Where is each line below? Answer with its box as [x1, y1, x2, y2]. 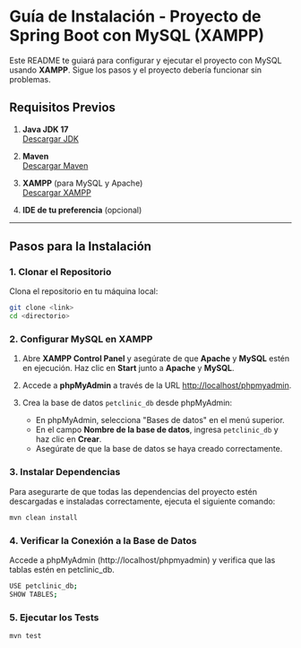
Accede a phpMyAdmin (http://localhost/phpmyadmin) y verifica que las [9, 554, 276, 566]
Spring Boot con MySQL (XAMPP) [9, 25, 265, 46]
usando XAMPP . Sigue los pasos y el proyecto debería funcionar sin [9, 65, 262, 75]
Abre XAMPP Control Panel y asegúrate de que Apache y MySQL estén [21, 353, 290, 364]
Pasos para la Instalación [9, 239, 152, 255]
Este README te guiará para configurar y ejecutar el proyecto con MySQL [9, 55, 282, 65]
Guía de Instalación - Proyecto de [9, 6, 262, 27]
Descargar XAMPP [21, 186, 91, 198]
